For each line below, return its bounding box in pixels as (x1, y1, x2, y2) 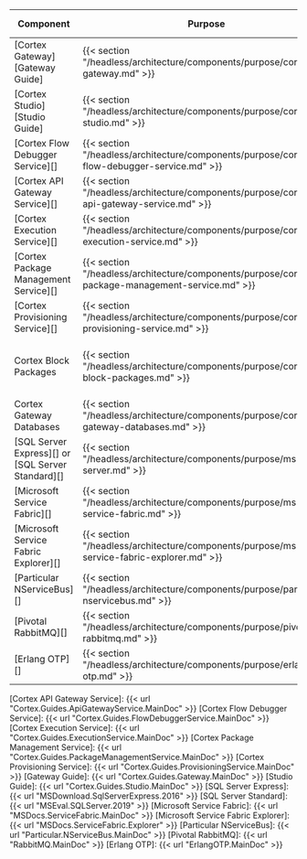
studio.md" (81, 116, 130, 129)
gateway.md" (81, 68, 140, 80)
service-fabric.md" (81, 508, 166, 520)
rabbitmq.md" (81, 632, 142, 644)
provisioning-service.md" (81, 322, 194, 335)
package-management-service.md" (81, 279, 240, 291)
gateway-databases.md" (81, 421, 190, 433)
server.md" (81, 464, 131, 477)
